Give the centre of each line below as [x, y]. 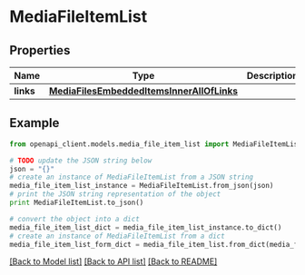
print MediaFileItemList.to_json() [77, 203]
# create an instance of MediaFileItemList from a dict [117, 236]
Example [34, 123]
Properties [40, 50]
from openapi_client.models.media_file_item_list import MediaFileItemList [156, 144]
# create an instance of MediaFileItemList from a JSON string [132, 177]
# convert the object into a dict [75, 219]
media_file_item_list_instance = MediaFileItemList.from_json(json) [142, 186]
